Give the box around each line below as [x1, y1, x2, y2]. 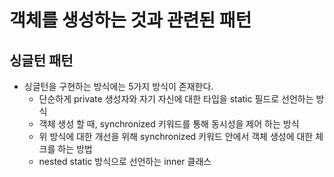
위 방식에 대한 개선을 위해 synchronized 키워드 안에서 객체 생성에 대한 [38, 131, 314, 142]
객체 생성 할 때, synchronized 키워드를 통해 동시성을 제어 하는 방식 [38, 118, 300, 130]
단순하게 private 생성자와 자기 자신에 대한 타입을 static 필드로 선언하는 [38, 93, 314, 105]
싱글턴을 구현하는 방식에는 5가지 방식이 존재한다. [23, 81, 214, 92]
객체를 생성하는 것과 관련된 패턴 [9, 9, 252, 32]
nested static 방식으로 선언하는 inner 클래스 [38, 156, 212, 167]
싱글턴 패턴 [9, 52, 74, 69]
